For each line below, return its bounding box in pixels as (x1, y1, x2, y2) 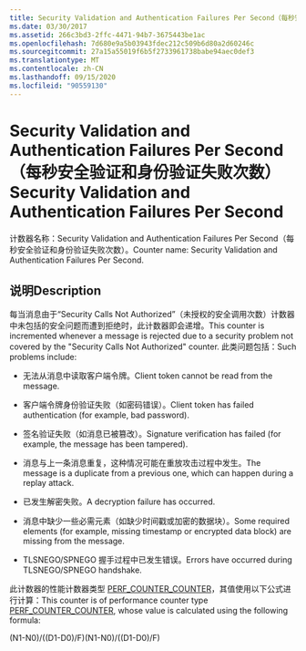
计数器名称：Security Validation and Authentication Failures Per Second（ (9, 232, 287, 243)
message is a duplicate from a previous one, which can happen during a (22, 468, 294, 479)
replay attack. (22, 478, 75, 489)
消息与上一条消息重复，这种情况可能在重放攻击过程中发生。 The (22, 458, 261, 469)
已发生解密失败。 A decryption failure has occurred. (22, 496, 216, 507)
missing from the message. (22, 535, 126, 547)
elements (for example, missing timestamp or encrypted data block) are (22, 526, 291, 537)
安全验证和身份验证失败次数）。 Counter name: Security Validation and (16, 243, 278, 255)
